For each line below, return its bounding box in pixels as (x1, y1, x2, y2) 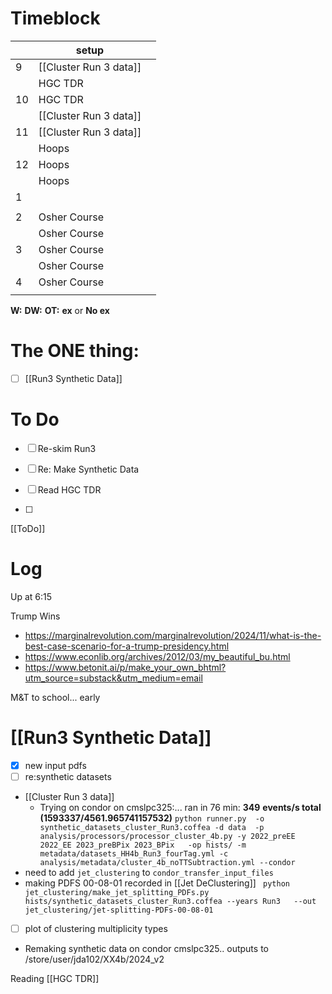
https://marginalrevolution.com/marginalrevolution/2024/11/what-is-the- (24, 629, 322, 641)
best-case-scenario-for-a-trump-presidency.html (24, 640, 230, 652)
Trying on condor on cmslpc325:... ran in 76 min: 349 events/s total (39, 801, 322, 813)
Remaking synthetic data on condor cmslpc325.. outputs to (24, 942, 269, 954)
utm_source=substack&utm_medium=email (24, 672, 203, 684)
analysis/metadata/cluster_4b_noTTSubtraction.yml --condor (39, 857, 296, 867)
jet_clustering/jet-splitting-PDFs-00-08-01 (24, 905, 214, 915)
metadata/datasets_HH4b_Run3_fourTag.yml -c (39, 848, 229, 859)
